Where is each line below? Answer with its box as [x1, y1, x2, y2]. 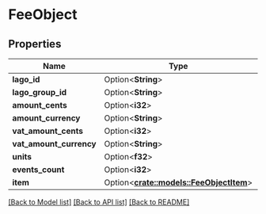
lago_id [12, 74, 40, 85]
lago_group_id [12, 87, 67, 97]
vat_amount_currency [12, 139, 97, 149]
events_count [12, 164, 65, 175]
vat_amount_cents [12, 125, 83, 136]
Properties [8, 37, 62, 51]
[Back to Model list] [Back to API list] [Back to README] [8, 197, 190, 207]
